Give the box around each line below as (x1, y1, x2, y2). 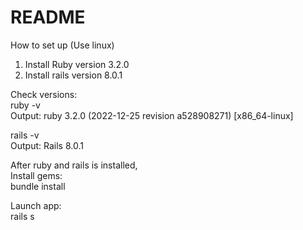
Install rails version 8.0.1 (24, 69, 123, 81)
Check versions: (10, 88, 78, 100)
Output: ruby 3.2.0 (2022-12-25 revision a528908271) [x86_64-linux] (10, 109, 294, 121)
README (10, 6, 86, 29)
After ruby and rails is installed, (10, 159, 138, 171)
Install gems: (10, 169, 63, 181)
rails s (10, 210, 35, 222)
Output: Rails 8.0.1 (10, 139, 84, 151)
